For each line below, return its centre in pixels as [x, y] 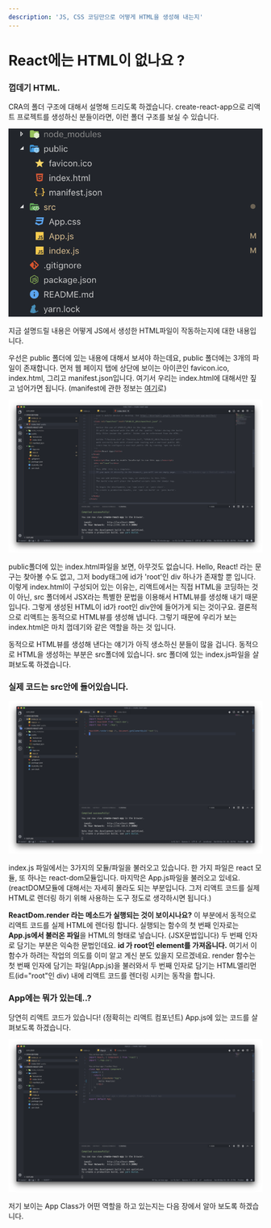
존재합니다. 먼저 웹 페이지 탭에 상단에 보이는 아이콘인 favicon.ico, [126, 368]
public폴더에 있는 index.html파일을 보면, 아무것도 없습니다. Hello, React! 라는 [131, 566]
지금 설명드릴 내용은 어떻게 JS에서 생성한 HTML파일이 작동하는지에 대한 [122, 330]
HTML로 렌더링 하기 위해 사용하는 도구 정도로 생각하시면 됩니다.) [110, 898]
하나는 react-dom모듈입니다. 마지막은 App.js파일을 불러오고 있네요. [133, 877]
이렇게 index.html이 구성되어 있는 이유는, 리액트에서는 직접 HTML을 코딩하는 [129, 587]
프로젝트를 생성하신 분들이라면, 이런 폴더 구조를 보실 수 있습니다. [118, 117]
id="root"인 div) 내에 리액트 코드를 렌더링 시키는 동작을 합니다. [116, 975]
